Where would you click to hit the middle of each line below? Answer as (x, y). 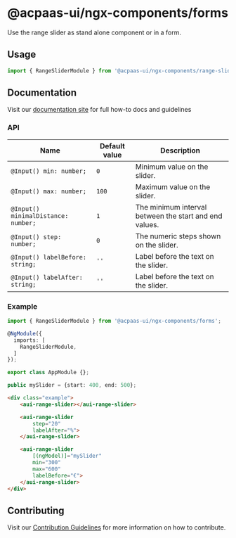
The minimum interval (171, 207)
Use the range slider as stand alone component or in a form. (94, 32)
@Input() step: (36, 237)
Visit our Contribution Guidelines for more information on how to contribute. (117, 527)
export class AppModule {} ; (48, 373)
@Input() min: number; (48, 171)
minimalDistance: (40, 216)
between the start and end (179, 216)
